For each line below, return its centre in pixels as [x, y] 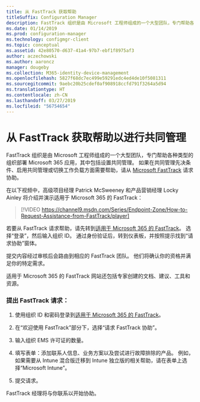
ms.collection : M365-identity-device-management [68, 73]
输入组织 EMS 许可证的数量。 [51, 340]
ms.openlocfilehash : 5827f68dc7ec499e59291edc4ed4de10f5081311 [86, 78]
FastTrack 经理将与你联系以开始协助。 [53, 393]
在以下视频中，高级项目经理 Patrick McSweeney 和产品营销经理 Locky [92, 190]
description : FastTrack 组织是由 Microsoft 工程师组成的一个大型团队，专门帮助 [98, 23]
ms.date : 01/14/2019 [32, 28]
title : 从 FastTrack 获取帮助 [41, 12]
